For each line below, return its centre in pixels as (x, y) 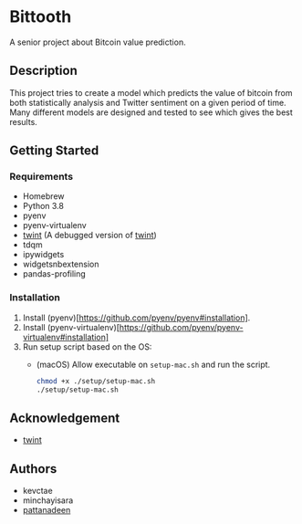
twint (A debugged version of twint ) (89, 236)
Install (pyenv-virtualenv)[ (71, 327)
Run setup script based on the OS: (87, 346)
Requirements (42, 177)
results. (24, 121)
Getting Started (54, 151)
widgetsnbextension (61, 264)
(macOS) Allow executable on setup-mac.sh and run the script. (153, 364)
